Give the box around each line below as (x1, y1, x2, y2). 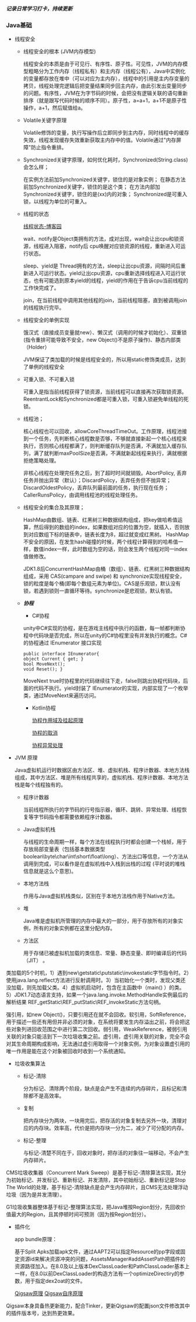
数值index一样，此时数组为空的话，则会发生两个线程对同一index (33, 546, 188, 553)
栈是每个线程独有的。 (14, 781, 66, 789)
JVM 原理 (14, 754, 38, 761)
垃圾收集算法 (14, 1060, 45, 1067)
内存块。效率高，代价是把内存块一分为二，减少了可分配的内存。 (33, 1125, 187, 1132)
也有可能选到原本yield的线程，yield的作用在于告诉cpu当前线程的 (33, 277, 188, 284)
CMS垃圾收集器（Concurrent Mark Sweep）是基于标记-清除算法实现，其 (6, 1169, 181, 1176)
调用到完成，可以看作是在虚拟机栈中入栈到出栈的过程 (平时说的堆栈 (23, 860, 185, 868)
